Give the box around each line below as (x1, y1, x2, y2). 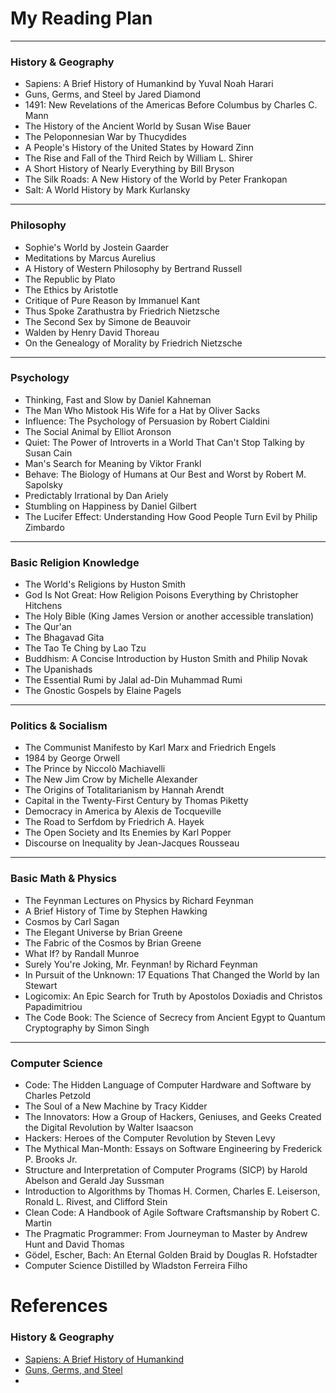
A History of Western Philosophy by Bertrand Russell (24, 262, 243, 274)
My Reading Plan (10, 7, 153, 30)
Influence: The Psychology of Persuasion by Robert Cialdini (24, 415, 270, 427)
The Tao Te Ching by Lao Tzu (24, 642, 147, 654)
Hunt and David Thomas (24, 1238, 125, 1251)
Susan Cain (24, 447, 73, 459)
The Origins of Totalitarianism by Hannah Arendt (24, 784, 225, 796)
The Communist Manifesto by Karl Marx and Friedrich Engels (24, 742, 277, 754)
